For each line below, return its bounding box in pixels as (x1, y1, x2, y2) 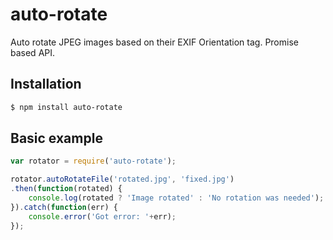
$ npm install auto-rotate (10, 102, 123, 112)
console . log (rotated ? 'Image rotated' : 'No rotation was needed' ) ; (28, 193, 325, 203)
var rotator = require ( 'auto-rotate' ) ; (10, 156, 177, 167)
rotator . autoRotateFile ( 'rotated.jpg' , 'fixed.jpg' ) (10, 174, 235, 185)
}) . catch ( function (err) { (10, 202, 118, 212)
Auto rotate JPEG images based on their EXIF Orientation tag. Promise (10, 36, 299, 48)
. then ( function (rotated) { (10, 184, 123, 194)
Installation (10, 76, 82, 93)
